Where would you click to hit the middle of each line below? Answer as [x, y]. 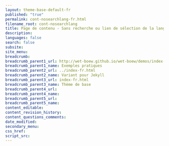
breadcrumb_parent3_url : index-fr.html [47, 80]
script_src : [18, 136]
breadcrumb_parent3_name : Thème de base [48, 84]
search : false [20, 43]
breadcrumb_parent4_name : [32, 94]
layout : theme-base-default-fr [38, 10]
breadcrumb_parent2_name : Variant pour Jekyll [55, 75]
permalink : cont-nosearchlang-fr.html [46, 19]
